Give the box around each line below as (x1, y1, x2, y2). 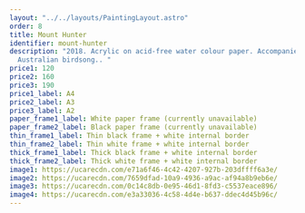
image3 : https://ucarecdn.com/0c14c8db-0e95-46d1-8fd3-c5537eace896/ (9, 182, 279, 191)
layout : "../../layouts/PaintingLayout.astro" (9, 13, 189, 23)
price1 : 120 (9, 64, 54, 73)
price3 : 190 (9, 81, 54, 90)
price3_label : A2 (9, 106, 75, 115)
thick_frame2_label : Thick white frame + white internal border (9, 156, 258, 166)
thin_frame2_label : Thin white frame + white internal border (9, 140, 250, 149)
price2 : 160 (9, 73, 54, 82)
